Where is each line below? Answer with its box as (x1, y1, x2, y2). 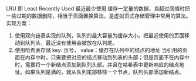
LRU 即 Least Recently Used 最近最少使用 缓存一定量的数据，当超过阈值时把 (6, 5, 190, 12)
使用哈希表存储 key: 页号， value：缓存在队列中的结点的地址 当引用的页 (14, 47, 188, 54)
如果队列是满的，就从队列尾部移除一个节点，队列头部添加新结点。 (25, 69, 185, 75)
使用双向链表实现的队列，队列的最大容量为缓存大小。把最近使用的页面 (14, 32, 185, 39)
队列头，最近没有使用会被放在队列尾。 (25, 40, 118, 46)
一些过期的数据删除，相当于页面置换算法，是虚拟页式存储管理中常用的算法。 (6, 12, 191, 19)
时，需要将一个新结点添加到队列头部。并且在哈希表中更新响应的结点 (14, 61, 180, 68)
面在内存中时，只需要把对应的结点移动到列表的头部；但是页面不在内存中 (14, 54, 190, 61)
